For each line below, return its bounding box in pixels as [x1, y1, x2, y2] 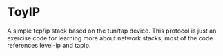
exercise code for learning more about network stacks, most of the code [7, 33, 213, 42]
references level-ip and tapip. [7, 41, 91, 49]
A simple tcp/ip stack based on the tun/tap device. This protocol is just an [7, 27, 217, 35]
